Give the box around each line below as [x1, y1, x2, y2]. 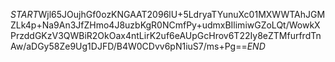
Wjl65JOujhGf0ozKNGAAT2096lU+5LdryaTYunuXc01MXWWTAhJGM [38, 9, 326, 20]
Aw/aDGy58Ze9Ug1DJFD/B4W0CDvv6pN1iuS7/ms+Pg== [10, 40, 248, 52]
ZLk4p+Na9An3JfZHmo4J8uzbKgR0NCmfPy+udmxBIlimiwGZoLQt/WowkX [10, 19, 321, 31]
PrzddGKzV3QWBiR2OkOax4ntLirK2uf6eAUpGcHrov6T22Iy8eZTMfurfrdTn [10, 30, 322, 41]
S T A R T [10, 9, 39, 20]
